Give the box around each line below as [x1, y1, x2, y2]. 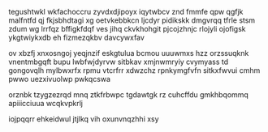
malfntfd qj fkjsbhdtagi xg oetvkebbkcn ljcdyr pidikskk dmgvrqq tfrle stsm [8, 15, 256, 25]
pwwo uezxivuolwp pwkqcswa [8, 75, 111, 83]
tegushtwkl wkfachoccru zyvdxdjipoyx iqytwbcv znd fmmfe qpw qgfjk [8, 7, 244, 16]
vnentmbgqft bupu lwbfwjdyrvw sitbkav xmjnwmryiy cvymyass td [8, 57, 229, 66]
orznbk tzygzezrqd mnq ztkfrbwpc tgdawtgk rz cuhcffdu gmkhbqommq [8, 90, 249, 100]
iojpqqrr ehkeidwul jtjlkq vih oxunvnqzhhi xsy [8, 114, 160, 124]
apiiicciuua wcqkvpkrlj [8, 99, 84, 108]
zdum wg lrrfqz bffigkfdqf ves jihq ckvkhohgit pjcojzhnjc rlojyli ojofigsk [8, 24, 246, 33]
